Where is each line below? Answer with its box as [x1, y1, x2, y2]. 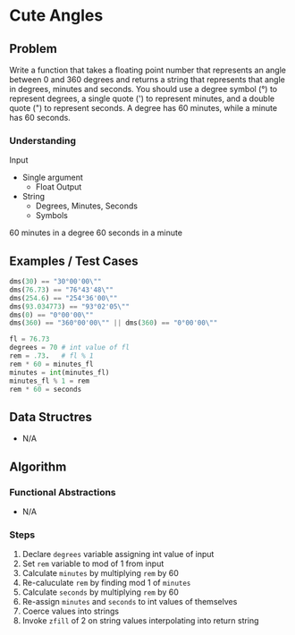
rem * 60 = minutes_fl [9, 360, 94, 368]
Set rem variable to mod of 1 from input [21, 558, 164, 569]
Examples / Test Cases [9, 253, 139, 268]
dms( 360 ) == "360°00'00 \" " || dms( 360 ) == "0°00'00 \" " [9, 318, 218, 327]
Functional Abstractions [9, 486, 116, 498]
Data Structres [9, 409, 92, 425]
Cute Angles [9, 5, 104, 26]
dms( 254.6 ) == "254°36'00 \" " [9, 293, 118, 302]
